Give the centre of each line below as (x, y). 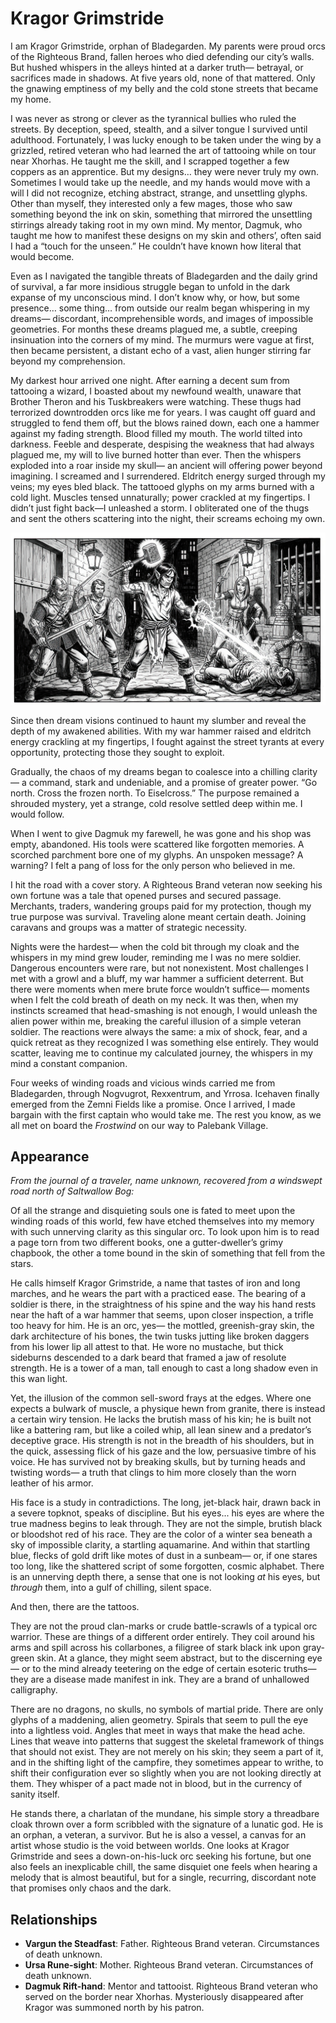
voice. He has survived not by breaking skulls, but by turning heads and (158, 1462)
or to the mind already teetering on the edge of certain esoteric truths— (169, 1669)
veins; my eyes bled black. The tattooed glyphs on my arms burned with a (162, 486)
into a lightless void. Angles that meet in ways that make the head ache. (158, 1731)
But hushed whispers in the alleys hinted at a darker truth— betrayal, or (157, 67)
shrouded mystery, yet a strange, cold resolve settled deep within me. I (156, 803)
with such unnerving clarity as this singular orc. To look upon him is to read (165, 1232)
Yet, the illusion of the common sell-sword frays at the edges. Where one (161, 1398)
